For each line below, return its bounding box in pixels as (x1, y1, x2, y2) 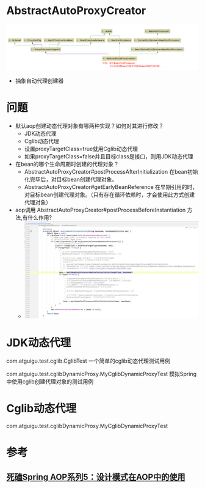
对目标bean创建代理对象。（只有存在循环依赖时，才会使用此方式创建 (24, 191, 195, 199)
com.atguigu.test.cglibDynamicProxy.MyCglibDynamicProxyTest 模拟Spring (6, 371, 197, 378)
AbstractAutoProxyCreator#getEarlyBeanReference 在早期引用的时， (24, 183, 198, 191)
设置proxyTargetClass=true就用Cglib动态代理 (24, 145, 138, 153)
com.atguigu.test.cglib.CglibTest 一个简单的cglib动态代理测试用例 (6, 357, 171, 364)
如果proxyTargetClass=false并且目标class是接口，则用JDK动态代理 (24, 153, 193, 160)
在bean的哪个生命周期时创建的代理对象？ (15, 160, 119, 168)
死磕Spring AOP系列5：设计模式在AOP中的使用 (6, 471, 185, 482)
